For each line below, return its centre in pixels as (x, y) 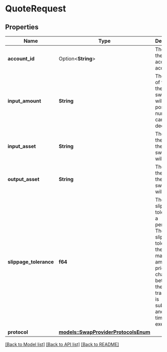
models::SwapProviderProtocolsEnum (105, 332)
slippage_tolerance (31, 262)
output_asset (24, 179)
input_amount (24, 101)
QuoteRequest (36, 9)
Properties (22, 27)
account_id (21, 59)
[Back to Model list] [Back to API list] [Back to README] (62, 344)
